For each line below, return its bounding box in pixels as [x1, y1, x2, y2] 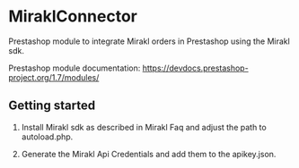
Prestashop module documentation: [8, 63, 141, 73]
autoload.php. [21, 131, 74, 142]
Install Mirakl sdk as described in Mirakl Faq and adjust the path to [21, 122, 267, 132]
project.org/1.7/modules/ [8, 71, 100, 82]
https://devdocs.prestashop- [142, 63, 249, 73]
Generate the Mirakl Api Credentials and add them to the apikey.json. [21, 148, 277, 159]
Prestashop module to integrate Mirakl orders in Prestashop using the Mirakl [8, 36, 291, 46]
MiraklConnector [8, 6, 138, 27]
